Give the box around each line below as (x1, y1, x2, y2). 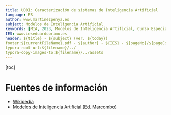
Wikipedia (12, 99, 34, 105)
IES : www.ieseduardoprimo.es (5, 31, 67, 36)
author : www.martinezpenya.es (5, 17, 70, 22)
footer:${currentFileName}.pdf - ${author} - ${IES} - (5, 41, 124, 46)
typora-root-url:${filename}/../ (5, 45, 76, 50)
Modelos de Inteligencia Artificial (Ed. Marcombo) (12, 104, 117, 110)
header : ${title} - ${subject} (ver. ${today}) (5, 36, 108, 41)
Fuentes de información (5, 82, 108, 93)
